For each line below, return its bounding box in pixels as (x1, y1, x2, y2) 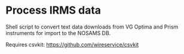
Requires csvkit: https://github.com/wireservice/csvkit (5, 41, 139, 48)
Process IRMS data (5, 4, 102, 17)
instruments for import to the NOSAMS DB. (5, 29, 111, 36)
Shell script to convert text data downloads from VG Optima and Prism (5, 23, 179, 30)
